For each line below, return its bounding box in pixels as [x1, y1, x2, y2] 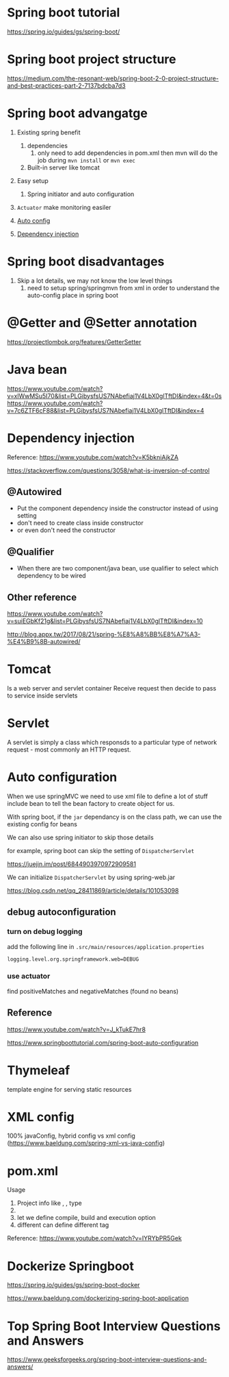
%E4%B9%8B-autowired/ [7, 638, 81, 645]
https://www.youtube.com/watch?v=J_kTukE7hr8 [7, 1025, 146, 1033]
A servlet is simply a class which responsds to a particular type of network [7, 738, 217, 746]
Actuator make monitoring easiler [16, 203, 111, 211]
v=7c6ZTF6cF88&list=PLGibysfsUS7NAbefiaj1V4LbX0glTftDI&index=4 [7, 406, 204, 414]
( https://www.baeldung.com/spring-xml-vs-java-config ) [7, 1139, 165, 1147]
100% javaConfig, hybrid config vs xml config [7, 1131, 135, 1140]
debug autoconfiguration [7, 907, 116, 918]
